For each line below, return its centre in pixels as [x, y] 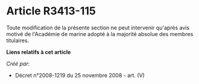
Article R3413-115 [51, 11]
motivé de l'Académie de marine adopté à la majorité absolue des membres [100, 34]
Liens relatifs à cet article [39, 52]
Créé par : [18, 64]
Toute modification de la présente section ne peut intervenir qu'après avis [98, 28]
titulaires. [18, 40]
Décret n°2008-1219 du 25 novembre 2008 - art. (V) [80, 75]
